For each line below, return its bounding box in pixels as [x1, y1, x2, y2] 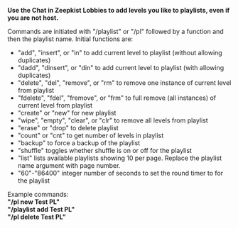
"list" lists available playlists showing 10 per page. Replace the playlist [17, 154, 222, 162]
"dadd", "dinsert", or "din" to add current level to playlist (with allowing [17, 64, 225, 72]
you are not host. [7, 13, 59, 22]
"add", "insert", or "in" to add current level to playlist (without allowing [17, 49, 222, 57]
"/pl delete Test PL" [7, 212, 66, 221]
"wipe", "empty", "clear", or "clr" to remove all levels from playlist [17, 116, 208, 125]
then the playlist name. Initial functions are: [7, 35, 134, 43]
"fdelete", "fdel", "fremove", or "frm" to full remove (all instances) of [17, 93, 217, 102]
